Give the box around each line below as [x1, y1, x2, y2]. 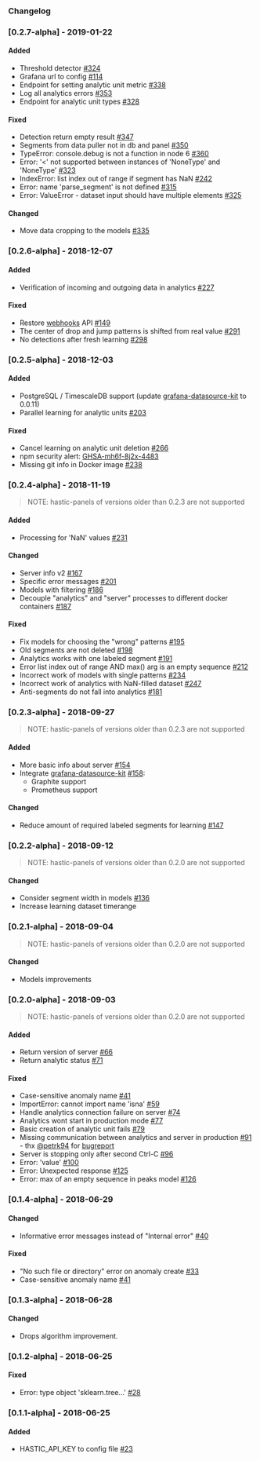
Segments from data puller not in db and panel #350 [19, 141, 190, 150]
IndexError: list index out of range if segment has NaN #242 [19, 174, 213, 184]
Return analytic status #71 [19, 1056, 103, 1065]
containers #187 [19, 601, 72, 611]
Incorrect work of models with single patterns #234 [19, 670, 186, 680]
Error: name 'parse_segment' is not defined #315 [19, 182, 178, 192]
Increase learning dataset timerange [19, 901, 137, 911]
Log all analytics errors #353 [19, 89, 113, 98]
